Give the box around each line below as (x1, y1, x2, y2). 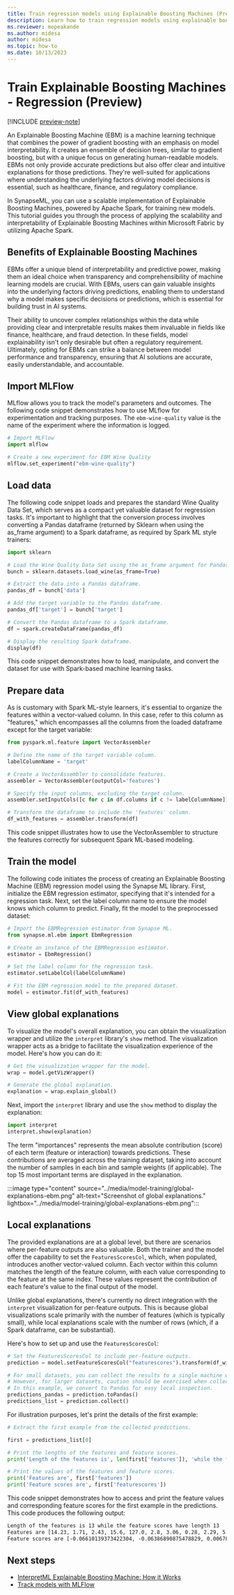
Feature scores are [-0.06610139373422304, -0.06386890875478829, (7, 1535, 204, 1542)
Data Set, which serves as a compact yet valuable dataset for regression (7, 505, 216, 514)
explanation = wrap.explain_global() (7, 1088, 117, 1095)
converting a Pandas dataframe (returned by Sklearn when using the (7, 520, 204, 528)
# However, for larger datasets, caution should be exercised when (7, 1378, 208, 1385)
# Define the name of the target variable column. (7, 752, 157, 759)
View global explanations (7, 1008, 120, 1020)
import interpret (7, 1122, 58, 1129)
